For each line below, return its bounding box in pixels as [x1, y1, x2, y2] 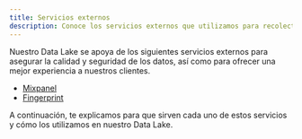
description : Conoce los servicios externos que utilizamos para [9, 22, 259, 30]
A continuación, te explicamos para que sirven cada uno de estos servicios [9, 109, 288, 120]
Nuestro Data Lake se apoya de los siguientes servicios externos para [9, 46, 268, 56]
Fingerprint [22, 91, 65, 103]
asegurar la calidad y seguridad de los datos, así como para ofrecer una [9, 56, 276, 66]
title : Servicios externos [9, 13, 111, 22]
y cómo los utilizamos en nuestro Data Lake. [9, 118, 173, 130]
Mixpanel [22, 83, 57, 93]
